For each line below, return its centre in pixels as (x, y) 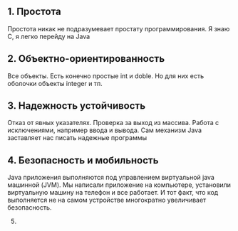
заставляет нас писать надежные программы (77, 138)
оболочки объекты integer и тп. (55, 83)
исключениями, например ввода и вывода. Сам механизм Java (104, 130)
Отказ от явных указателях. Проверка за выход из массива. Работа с (113, 123)
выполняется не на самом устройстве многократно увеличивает (107, 200)
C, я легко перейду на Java (49, 36)
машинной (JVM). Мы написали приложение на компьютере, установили (119, 185)
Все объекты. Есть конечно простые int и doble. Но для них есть (106, 76)
